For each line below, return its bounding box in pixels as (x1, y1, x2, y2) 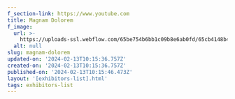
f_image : (7, 23, 33, 30)
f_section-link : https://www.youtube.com (7, 10, 130, 17)
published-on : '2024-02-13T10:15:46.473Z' (7, 68, 133, 75)
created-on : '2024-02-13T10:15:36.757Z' (7, 62, 127, 69)
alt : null (13, 43, 42, 49)
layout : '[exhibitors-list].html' (7, 75, 108, 82)
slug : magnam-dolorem (7, 49, 71, 56)
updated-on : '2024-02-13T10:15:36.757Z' (7, 56, 127, 63)
